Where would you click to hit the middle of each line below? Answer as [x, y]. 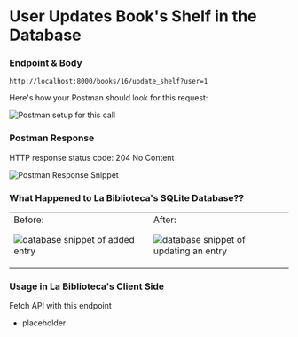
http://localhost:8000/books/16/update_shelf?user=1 [109, 82]
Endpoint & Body [46, 63]
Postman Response [52, 138]
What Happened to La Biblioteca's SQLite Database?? [127, 197]
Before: [29, 220]
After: [165, 220]
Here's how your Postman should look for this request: [109, 98]
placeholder [44, 323]
